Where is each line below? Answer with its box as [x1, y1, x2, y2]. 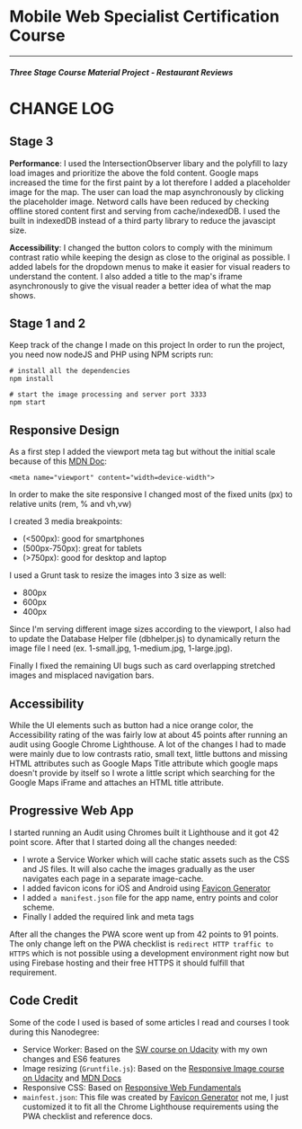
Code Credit [9, 993, 78, 1009]
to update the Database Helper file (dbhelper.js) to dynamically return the [9, 634, 280, 645]
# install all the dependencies [9, 367, 130, 376]
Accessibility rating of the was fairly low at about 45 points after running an [9, 729, 288, 740]
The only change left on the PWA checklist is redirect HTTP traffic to [9, 938, 274, 949]
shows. [9, 289, 36, 300]
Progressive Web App [9, 803, 134, 819]
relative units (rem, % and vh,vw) [9, 499, 132, 510]
